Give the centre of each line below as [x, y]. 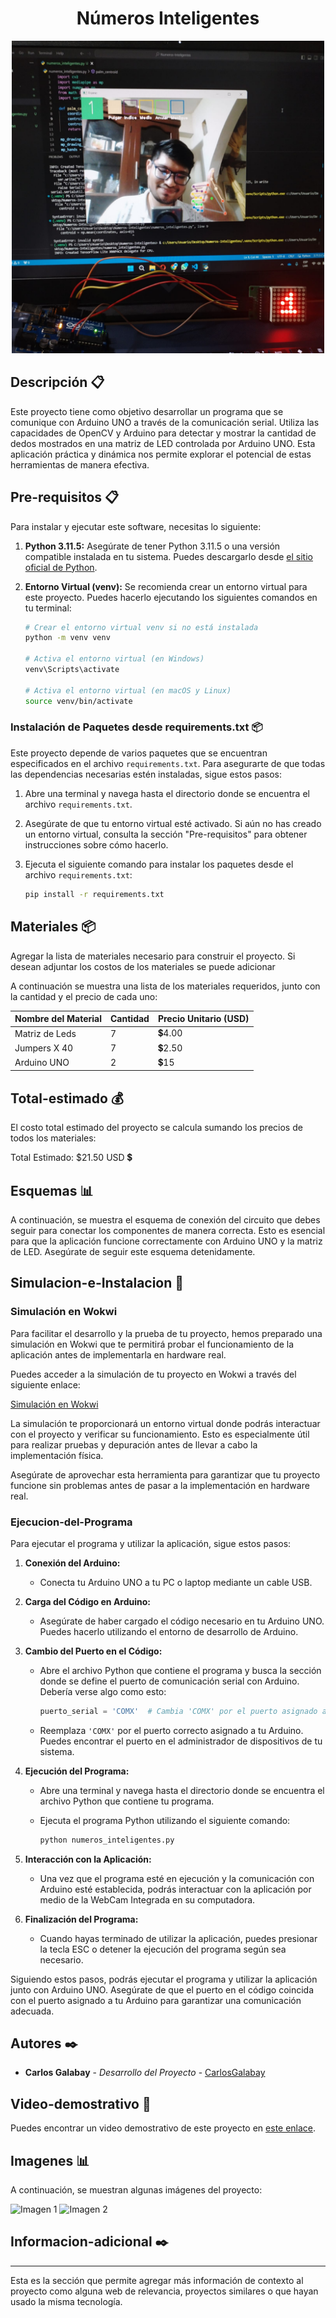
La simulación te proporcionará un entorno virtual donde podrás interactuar [165, 1423]
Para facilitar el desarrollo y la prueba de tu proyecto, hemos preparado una [166, 1333]
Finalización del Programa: [81, 1919]
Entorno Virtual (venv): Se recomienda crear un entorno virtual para [166, 586]
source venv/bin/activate [78, 701]
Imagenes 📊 [50, 2160]
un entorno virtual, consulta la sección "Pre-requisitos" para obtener [166, 834]
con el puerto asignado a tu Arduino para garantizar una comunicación [156, 2000]
